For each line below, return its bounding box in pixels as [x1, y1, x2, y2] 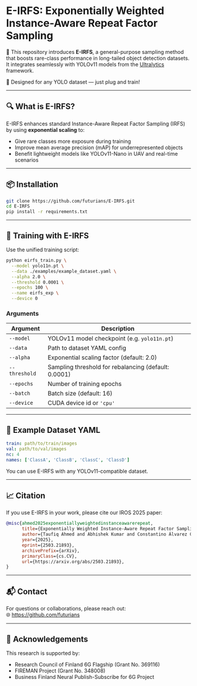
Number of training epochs [47, 380, 122, 388]
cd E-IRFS [6, 203, 30, 209]
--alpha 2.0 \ [11, 274, 46, 279]
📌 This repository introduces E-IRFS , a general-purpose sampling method [6, 48, 184, 55]
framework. [6, 67, 34, 74]
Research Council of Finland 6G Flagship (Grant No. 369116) [14, 661, 160, 668]
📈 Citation [6, 491, 46, 500]
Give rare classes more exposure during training [14, 138, 131, 145]
